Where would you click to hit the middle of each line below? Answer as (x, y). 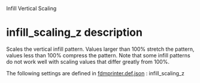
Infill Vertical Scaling (31, 8)
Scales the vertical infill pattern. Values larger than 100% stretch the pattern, (100, 49)
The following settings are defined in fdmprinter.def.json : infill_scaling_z (95, 73)
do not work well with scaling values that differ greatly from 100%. (88, 62)
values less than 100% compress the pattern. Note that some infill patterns (98, 56)
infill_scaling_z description (74, 33)
